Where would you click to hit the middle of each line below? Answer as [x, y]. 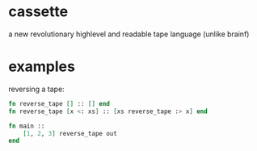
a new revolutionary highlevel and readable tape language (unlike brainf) [129, 34]
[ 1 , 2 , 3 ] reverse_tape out [70, 133]
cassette [38, 12]
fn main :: [27, 126]
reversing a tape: [36, 89]
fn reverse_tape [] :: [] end [59, 103]
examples [42, 67]
